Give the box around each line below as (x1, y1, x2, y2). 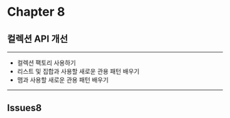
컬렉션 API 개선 (7, 33, 68, 44)
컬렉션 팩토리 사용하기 (16, 59, 77, 67)
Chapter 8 (7, 4, 65, 20)
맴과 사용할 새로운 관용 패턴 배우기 (16, 76, 109, 84)
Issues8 (7, 102, 42, 114)
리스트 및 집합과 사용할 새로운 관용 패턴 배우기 (16, 68, 140, 75)
